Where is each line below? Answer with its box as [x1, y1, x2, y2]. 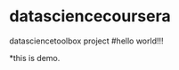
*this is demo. [9, 52, 61, 63]
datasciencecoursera [9, 6, 171, 27]
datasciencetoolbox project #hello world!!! [9, 35, 164, 46]
